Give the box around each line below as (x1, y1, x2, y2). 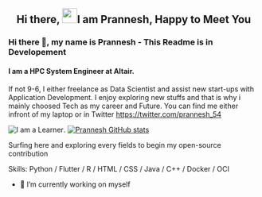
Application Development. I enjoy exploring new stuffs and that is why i (8, 92, 241, 102)
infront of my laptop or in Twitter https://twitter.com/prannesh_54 (8, 109, 221, 119)
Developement (8, 47, 66, 58)
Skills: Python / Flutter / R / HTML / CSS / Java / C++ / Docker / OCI (8, 164, 229, 173)
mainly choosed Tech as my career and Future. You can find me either (8, 101, 239, 110)
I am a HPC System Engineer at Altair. (8, 66, 135, 75)
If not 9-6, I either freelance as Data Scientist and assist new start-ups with (8, 84, 255, 94)
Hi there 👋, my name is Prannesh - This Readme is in (8, 37, 213, 48)
